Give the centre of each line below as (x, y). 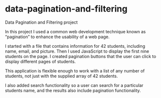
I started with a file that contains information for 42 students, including (75, 46)
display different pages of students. (40, 61)
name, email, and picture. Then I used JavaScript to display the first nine (77, 51)
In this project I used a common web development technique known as (75, 31)
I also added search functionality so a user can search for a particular (74, 85)
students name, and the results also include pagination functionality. (73, 90)
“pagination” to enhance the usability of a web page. (57, 37)
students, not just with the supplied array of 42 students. (61, 76)
